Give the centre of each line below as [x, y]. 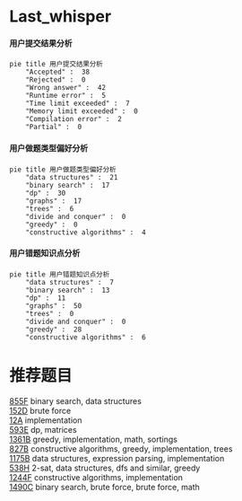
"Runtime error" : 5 [65, 96]
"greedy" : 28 [54, 330]
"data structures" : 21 [72, 177]
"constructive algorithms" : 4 [86, 232]
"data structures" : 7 [70, 282]
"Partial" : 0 [54, 127]
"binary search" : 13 [68, 290]
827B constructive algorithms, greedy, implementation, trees [121, 448]
